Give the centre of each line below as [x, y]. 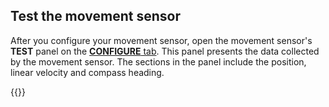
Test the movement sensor [95, 16]
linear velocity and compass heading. [87, 72]
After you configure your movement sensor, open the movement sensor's [161, 40]
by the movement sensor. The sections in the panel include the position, [158, 61]
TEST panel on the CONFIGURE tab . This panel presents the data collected [165, 51]
